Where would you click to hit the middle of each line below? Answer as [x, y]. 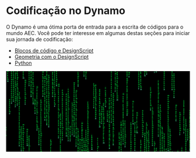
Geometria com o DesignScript [52, 57]
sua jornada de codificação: [40, 39]
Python [23, 63]
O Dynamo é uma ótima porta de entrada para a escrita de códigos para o [95, 27]
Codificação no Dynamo [66, 11]
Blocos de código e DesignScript [54, 50]
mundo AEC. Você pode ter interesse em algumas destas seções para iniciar [98, 33]
